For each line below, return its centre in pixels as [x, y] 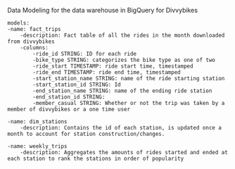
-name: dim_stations [38, 122]
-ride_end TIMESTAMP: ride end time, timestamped [107, 73]
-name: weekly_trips [38, 146]
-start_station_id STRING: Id [77, 84]
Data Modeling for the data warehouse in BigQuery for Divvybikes [103, 10]
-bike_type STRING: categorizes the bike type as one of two [124, 60]
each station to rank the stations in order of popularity [96, 158]
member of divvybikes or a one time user [69, 109]
